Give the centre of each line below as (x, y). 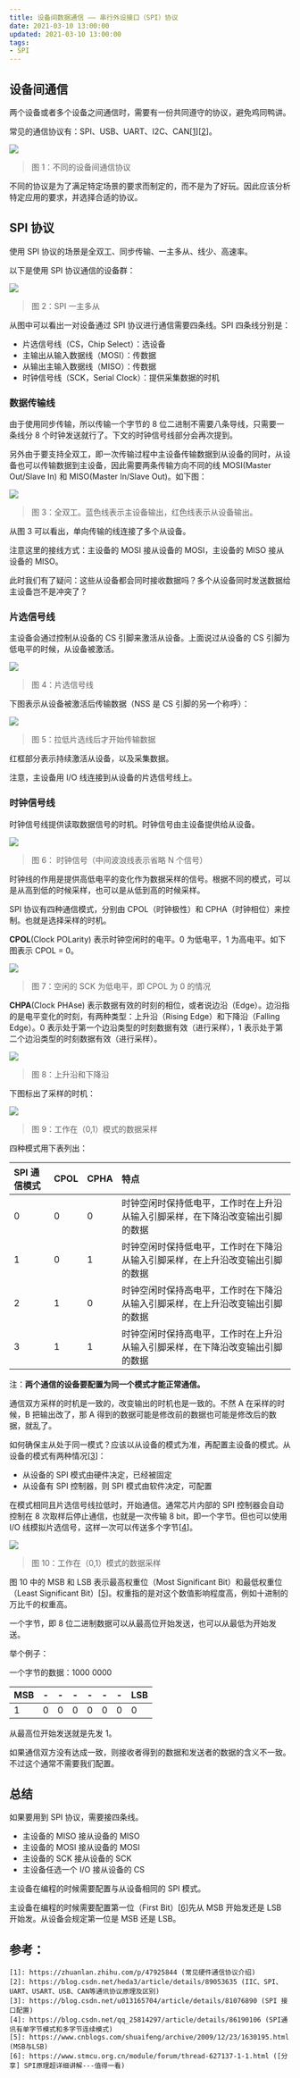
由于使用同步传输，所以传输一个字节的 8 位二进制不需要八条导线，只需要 (143, 424)
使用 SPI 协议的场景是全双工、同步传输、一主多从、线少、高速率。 (131, 251)
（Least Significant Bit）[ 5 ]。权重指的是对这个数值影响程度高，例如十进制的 (149, 1593)
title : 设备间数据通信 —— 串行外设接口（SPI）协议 (94, 17)
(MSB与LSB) (29, 2047)
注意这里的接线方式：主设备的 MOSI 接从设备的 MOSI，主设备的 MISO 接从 (146, 550)
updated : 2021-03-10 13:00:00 (66, 34)
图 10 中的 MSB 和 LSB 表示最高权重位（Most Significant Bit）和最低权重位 (146, 1581)
